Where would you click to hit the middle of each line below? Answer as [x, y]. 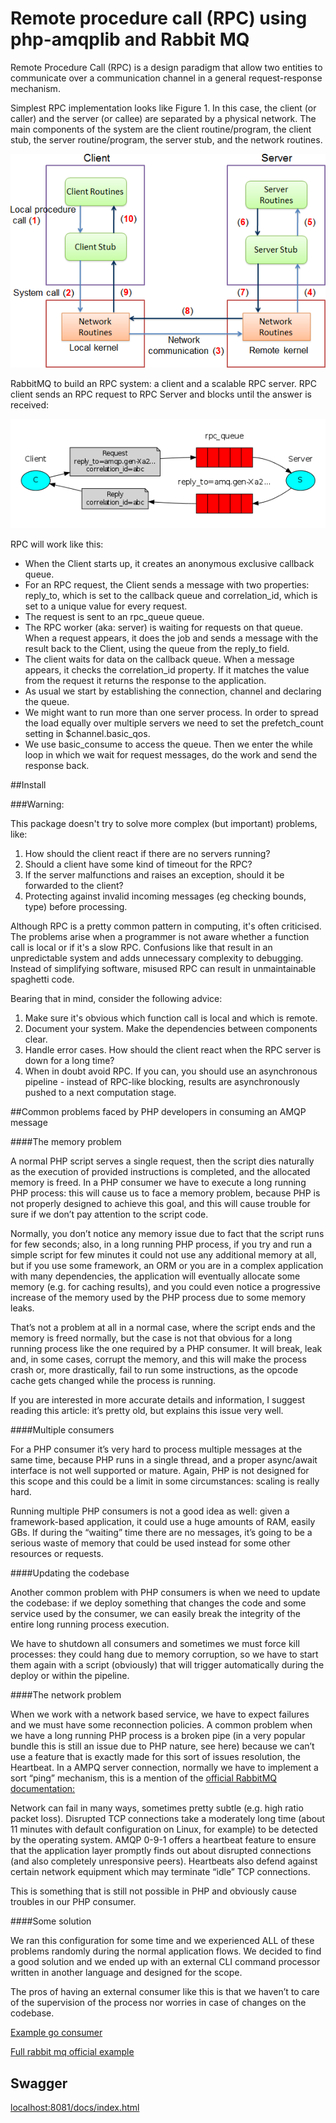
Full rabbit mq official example [72, 2052]
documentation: [43, 1789]
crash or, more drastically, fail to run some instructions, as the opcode [154, 1370]
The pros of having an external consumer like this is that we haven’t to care [165, 1992]
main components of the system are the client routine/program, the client [161, 129]
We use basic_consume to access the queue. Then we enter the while [168, 744]
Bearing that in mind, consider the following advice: [116, 999]
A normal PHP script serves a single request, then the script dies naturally [162, 1161]
